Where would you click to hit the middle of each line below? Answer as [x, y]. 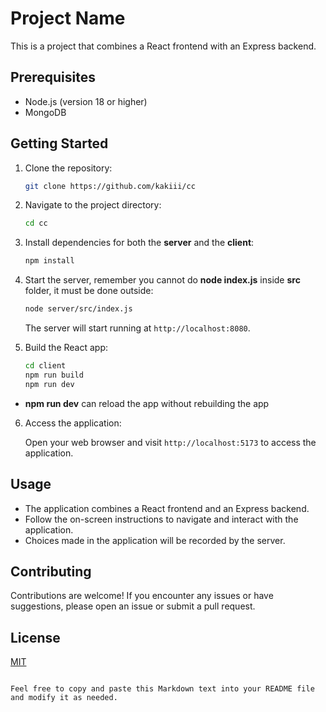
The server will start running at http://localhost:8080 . [137, 328]
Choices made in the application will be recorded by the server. [155, 540]
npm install [49, 261]
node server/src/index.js [78, 309]
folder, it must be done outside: [89, 291]
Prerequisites [53, 77]
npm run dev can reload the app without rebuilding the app [147, 403]
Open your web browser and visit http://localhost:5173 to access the [170, 442]
